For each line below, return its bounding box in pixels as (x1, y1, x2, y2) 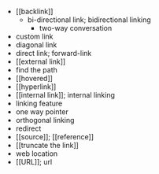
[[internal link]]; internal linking (15, 91, 116, 99)
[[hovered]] (15, 74, 54, 83)
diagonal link (15, 40, 57, 50)
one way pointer (15, 107, 68, 117)
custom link (15, 31, 54, 41)
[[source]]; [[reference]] (15, 132, 94, 141)
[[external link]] (15, 57, 66, 66)
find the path (15, 65, 57, 74)
